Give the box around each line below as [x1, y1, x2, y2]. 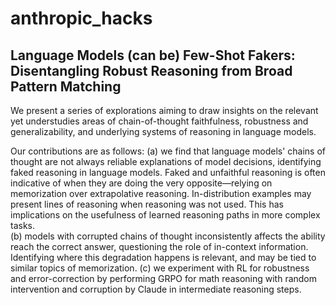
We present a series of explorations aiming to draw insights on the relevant [10, 105, 319, 116]
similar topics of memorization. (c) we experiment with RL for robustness [10, 262, 310, 274]
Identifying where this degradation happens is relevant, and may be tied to [10, 252, 317, 263]
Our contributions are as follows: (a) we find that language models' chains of [10, 145, 326, 157]
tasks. [10, 220, 36, 231]
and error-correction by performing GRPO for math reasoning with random [10, 273, 318, 284]
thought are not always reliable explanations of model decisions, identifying [10, 156, 322, 167]
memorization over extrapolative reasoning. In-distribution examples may [10, 188, 312, 199]
